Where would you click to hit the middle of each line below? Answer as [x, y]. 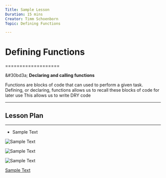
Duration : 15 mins [24, 14]
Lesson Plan [24, 116]
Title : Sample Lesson [27, 10]
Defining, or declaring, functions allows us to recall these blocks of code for [82, 90]
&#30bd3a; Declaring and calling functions [50, 75]
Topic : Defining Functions [33, 23]
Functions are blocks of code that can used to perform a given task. [74, 85]
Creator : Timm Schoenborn [32, 19]
